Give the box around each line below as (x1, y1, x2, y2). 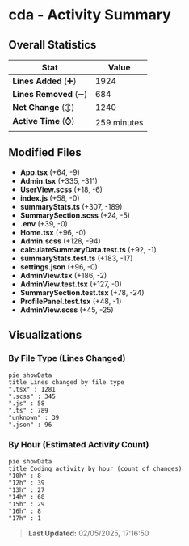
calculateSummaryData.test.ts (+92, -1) (19, 244, 157, 254)
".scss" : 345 (8, 392, 57, 400)
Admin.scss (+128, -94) (19, 236, 101, 246)
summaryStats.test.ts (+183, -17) (19, 253, 133, 263)
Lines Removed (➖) (12, 89, 87, 99)
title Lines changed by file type (8, 378, 125, 386)
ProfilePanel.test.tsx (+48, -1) (19, 296, 122, 306)
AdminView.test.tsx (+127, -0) (19, 279, 123, 289)
